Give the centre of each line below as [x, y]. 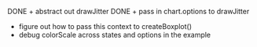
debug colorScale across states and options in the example [115, 35]
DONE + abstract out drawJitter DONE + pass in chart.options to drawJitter [128, 11]
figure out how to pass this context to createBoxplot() [105, 26]
